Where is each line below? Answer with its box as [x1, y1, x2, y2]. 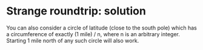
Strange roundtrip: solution [6, 4, 147, 18]
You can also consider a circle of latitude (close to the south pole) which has [6, 24, 197, 31]
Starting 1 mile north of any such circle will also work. [6, 37, 139, 44]
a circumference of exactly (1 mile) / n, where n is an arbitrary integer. [6, 30, 180, 37]
